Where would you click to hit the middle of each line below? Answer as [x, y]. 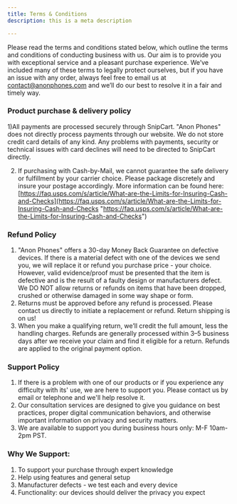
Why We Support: [39, 454]
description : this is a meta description [70, 21]
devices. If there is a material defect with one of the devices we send [119, 258]
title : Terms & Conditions [47, 14]
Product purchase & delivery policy [69, 111]
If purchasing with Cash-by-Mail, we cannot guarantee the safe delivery [123, 170]
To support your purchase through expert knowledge [95, 469]
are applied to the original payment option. [80, 349]
